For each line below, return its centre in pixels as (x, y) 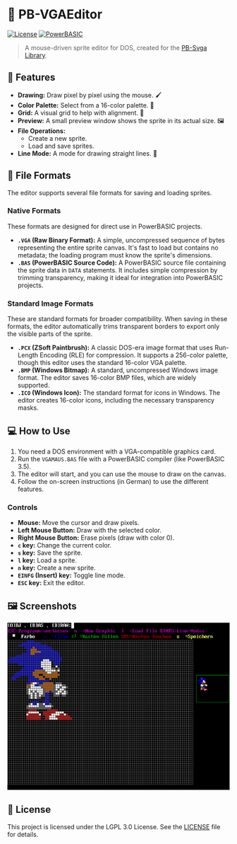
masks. (28, 408)
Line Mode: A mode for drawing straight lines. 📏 (87, 153)
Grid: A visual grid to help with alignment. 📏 (81, 112)
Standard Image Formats (50, 304)
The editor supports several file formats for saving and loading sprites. (110, 192)
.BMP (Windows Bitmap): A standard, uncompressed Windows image (118, 370)
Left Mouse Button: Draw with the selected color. (90, 531)
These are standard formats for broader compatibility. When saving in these (117, 319)
